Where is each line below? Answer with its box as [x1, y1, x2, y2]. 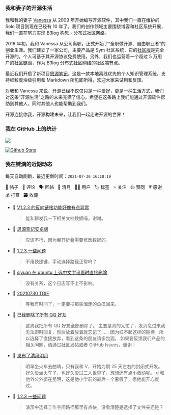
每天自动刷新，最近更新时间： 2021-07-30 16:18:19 [5, 173, 111, 179]
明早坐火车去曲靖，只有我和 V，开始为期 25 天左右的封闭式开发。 [25, 363, 163, 369]
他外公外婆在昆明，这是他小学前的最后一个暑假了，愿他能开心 [25, 376, 155, 382]
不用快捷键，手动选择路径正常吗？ [25, 258, 97, 265]
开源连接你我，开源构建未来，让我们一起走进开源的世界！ [5, 111, 126, 118]
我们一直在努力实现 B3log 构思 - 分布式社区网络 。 [5, 30, 109, 36]
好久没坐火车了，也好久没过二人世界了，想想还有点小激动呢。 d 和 [25, 370, 165, 376]
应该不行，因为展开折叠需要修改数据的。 [25, 237, 110, 243]
